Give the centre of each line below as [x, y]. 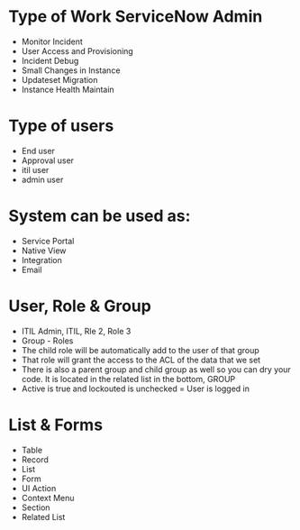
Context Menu [48, 498]
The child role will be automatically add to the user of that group [140, 350]
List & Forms [56, 425]
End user [38, 151]
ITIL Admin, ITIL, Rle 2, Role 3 [76, 331]
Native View [44, 251]
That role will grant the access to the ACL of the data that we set [141, 360]
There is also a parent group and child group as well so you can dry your [156, 369]
